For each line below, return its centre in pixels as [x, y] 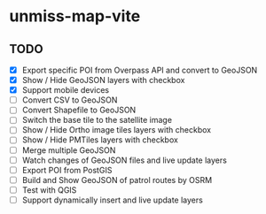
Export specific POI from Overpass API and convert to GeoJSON [140, 70]
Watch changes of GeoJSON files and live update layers [125, 160]
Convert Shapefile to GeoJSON [79, 110]
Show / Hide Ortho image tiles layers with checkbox [116, 130]
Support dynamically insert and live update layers [113, 200]
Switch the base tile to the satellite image [97, 120]
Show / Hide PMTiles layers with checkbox [100, 140]
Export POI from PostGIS [67, 170]
